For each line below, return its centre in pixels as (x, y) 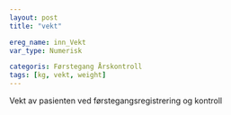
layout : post (34, 18)
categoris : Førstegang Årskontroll (76, 67)
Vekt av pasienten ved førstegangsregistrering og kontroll (116, 101)
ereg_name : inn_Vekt (48, 42)
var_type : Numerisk (46, 50)
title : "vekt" (36, 26)
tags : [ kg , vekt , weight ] (58, 75)
